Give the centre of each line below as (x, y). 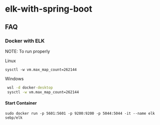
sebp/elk (14, 118)
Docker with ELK (25, 41)
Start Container (21, 103)
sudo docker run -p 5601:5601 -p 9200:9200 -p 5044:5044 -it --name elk (80, 113)
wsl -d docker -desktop (30, 88)
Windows (15, 78)
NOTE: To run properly (27, 51)
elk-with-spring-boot (49, 9)
